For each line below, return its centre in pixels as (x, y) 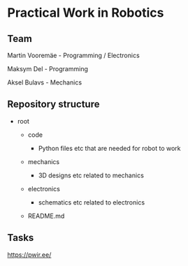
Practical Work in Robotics (86, 13)
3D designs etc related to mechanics (91, 175)
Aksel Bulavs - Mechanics (45, 82)
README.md (46, 216)
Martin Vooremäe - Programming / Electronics (73, 55)
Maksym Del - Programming (48, 69)
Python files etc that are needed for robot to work (109, 148)
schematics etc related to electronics (92, 202)
